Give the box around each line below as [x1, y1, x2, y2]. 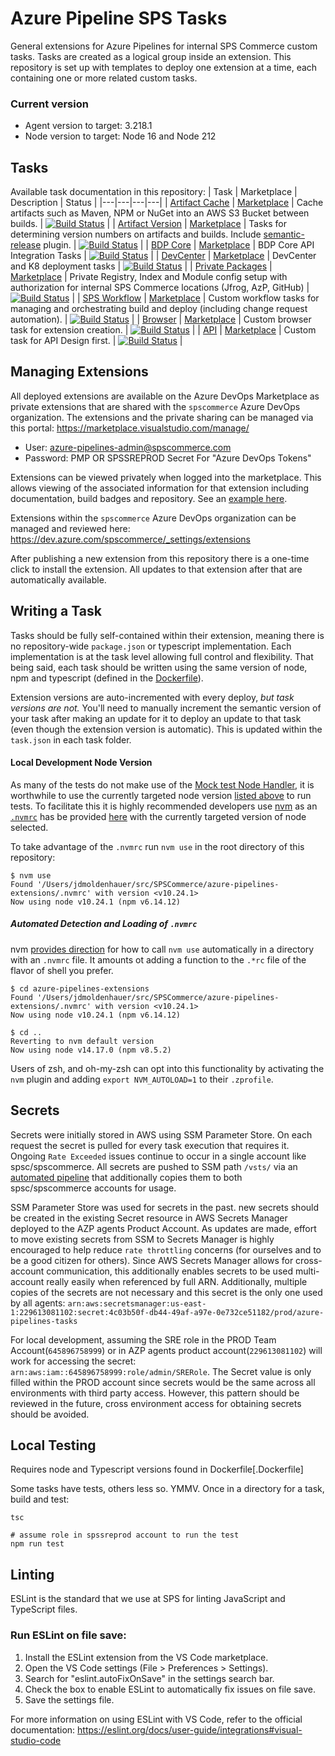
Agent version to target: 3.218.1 [24, 120, 153, 132]
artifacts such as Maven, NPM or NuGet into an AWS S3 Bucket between [10, 207, 310, 219]
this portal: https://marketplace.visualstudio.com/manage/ [10, 422, 250, 434]
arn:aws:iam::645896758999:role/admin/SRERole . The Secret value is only [10, 1365, 312, 1377]
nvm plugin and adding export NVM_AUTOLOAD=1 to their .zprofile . [10, 1073, 274, 1085]
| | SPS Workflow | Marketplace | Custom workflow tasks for [71, 292, 320, 304]
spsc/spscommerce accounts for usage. [10, 1182, 177, 1194]
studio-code [10, 1734, 62, 1746]
